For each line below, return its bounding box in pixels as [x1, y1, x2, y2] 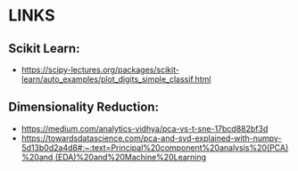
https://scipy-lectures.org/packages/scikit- [21, 64, 180, 75]
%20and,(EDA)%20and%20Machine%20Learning [21, 151, 207, 162]
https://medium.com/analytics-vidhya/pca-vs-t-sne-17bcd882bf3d [21, 123, 269, 134]
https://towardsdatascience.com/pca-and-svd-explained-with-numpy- [21, 133, 282, 143]
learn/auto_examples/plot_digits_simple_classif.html [21, 74, 211, 85]
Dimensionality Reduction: [8, 100, 160, 115]
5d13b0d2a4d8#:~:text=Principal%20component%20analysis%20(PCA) [21, 142, 289, 152]
